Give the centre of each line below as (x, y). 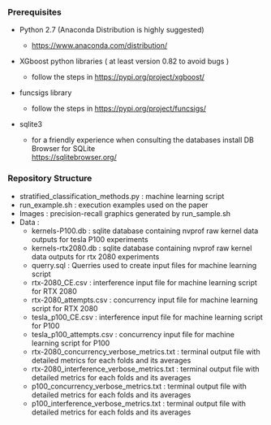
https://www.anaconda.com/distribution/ (99, 46)
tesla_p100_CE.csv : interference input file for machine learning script (147, 317)
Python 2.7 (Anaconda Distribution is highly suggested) (112, 30)
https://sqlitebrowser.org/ (74, 158)
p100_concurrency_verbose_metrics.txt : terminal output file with (139, 386)
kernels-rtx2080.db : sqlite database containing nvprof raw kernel (142, 248)
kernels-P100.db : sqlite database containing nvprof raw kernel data (145, 231)
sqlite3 (30, 124)
